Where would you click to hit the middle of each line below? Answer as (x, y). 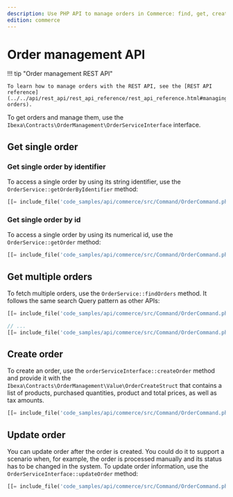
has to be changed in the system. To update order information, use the (108, 466)
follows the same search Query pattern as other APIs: (84, 300)
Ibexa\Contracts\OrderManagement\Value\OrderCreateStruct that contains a (114, 386)
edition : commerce (34, 20)
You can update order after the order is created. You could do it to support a (116, 452)
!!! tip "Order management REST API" (60, 74)
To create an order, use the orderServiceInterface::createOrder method (111, 371)
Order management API (76, 55)
